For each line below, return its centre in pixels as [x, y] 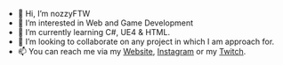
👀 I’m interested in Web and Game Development [105, 23]
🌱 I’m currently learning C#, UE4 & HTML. [94, 32]
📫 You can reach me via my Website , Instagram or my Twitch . [132, 51]
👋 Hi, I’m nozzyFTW [54, 14]
